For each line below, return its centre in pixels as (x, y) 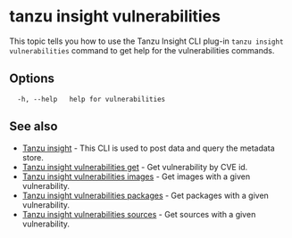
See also (33, 127)
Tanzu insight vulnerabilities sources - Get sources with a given (139, 214)
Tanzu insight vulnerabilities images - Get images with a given (136, 176)
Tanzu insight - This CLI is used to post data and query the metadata (148, 148)
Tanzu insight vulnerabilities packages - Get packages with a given (146, 195)
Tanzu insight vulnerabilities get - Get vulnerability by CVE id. (135, 167)
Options (32, 79)
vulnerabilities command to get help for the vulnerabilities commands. (142, 50)
